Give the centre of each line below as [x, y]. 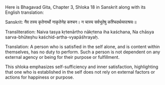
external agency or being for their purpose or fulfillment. [62, 57]
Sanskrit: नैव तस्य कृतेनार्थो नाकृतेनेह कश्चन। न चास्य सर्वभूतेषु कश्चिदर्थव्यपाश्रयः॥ [71, 22]
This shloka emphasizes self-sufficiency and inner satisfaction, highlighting [82, 67]
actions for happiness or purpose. [40, 77]
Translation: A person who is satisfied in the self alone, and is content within [82, 47]
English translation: [24, 12]
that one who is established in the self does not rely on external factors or [80, 72]
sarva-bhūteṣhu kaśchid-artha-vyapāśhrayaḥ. [52, 37]
